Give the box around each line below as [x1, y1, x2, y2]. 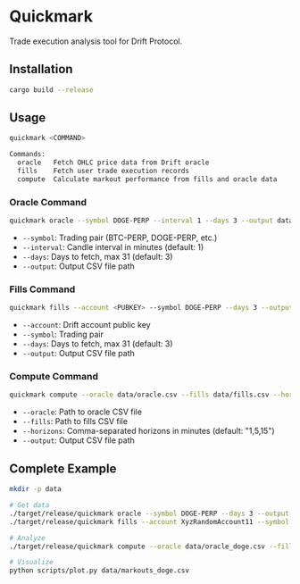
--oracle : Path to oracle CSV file [21, 406, 143, 417]
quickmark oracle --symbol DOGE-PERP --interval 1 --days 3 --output [9, 216, 274, 225]
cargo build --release [9, 85, 94, 95]
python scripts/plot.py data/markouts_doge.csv [9, 566, 190, 575]
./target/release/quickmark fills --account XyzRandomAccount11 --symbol [9, 517, 290, 526]
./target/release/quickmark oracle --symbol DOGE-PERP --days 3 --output [9, 509, 290, 518]
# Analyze [9, 533, 46, 542]
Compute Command [9, 371, 99, 383]
